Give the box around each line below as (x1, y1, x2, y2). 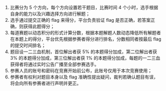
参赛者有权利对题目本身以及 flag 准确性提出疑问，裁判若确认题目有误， (10, 74, 158, 80)
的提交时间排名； (10, 42, 46, 48)
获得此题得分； (23, 23, 55, 29)
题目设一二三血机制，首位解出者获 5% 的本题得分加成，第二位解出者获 (10, 49, 157, 55)
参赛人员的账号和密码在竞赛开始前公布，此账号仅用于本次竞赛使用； (10, 68, 152, 73)
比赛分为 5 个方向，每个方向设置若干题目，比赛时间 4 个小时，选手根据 (10, 5, 158, 10)
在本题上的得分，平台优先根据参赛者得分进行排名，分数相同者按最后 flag (10, 36, 161, 42)
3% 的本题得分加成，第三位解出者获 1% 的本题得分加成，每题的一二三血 (10, 55, 160, 61)
